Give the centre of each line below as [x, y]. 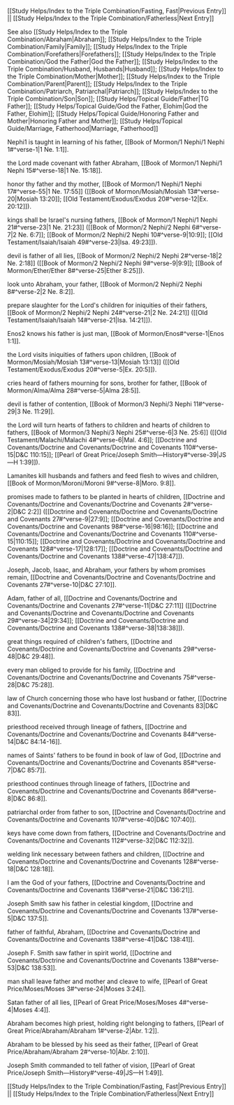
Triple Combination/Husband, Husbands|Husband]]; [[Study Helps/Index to [115, 69]
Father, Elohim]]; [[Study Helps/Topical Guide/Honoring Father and [103, 113]
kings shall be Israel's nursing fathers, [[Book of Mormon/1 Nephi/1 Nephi [112, 220]
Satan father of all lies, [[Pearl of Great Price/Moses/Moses [92, 1002]
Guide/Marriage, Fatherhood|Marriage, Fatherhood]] [83, 128]
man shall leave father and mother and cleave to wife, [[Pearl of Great [108, 981]
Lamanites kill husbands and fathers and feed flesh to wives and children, [113, 476]
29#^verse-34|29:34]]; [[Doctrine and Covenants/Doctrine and [98, 620]
